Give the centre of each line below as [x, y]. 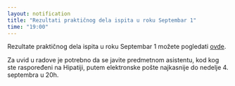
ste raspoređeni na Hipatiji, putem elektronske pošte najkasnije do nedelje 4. [118, 68]
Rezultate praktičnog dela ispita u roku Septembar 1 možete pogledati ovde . [117, 47]
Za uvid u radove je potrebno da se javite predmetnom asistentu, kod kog [113, 60]
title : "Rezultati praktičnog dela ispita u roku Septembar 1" [102, 20]
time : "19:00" [28, 27]
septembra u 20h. [33, 75]
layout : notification [39, 14]
